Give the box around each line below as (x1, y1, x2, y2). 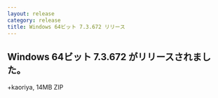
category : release (7, 17, 61, 24)
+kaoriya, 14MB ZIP (7, 83, 64, 92)
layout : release (7, 10, 55, 17)
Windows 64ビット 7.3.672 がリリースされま (7, 50, 202, 63)
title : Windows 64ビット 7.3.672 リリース (7, 23, 125, 30)
